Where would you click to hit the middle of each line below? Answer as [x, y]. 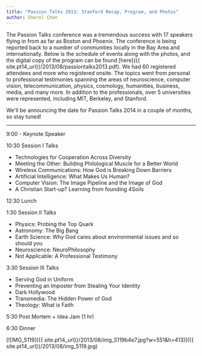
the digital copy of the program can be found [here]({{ [73, 60]
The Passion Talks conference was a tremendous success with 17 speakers [99, 34]
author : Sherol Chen [32, 17]
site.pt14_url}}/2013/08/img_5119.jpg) [52, 346]
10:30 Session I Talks [32, 146]
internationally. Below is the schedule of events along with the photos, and [98, 54]
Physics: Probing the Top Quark [54, 224]
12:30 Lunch [22, 201]
